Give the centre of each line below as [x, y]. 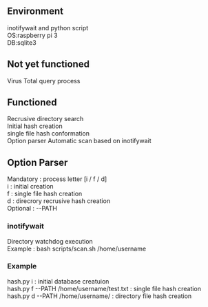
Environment [35, 11]
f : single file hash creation [45, 194]
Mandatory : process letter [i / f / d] [57, 179]
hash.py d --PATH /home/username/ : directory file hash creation [100, 296]
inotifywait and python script [48, 28]
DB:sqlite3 [22, 42]
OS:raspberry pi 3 [32, 35]
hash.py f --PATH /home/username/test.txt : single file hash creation [104, 288]
